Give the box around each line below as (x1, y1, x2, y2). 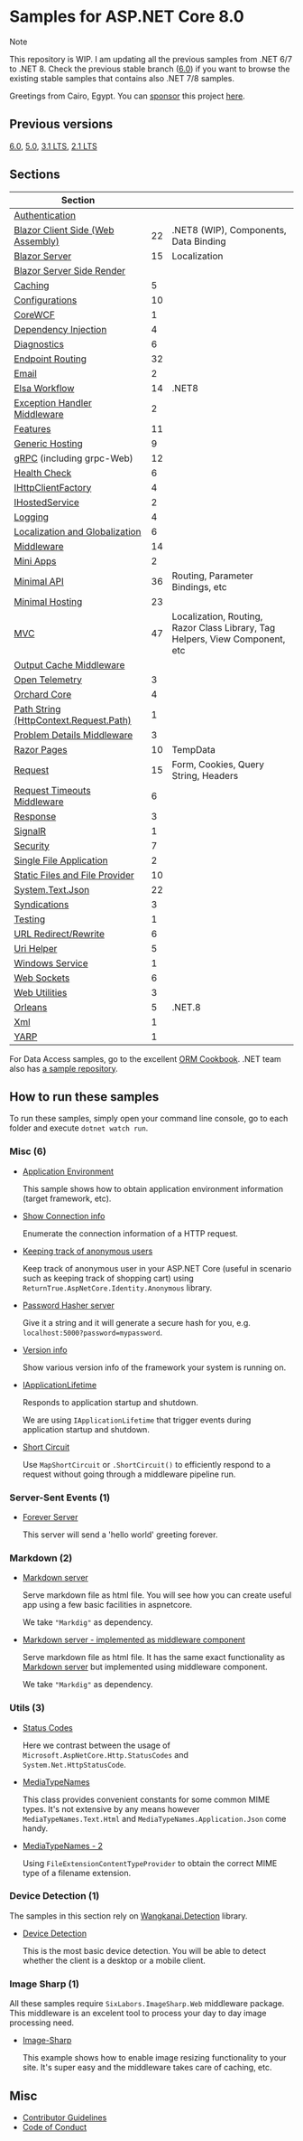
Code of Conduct (22, 2121, 87, 2132)
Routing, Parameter (171, 569, 254, 582)
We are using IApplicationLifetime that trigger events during (22, 1414, 252, 1425)
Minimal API (14, 575, 65, 587)
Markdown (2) (9, 1552, 73, 1564)
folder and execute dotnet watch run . (9, 1122, 149, 1133)
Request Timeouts (14, 784, 92, 796)
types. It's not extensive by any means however (22, 1803, 200, 1814)
